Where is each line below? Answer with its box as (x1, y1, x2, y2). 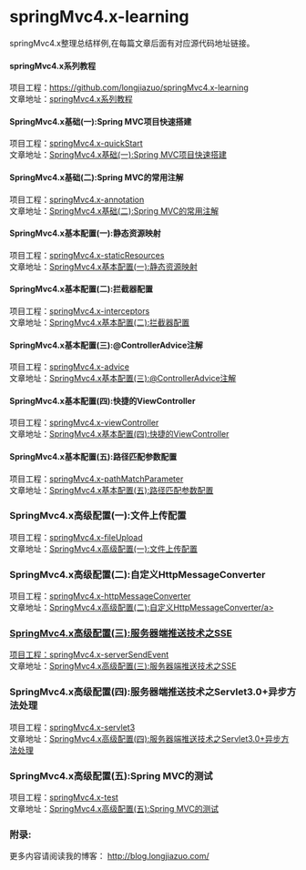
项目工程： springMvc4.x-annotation (9, 194, 145, 205)
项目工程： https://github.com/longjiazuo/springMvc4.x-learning (9, 82, 249, 93)
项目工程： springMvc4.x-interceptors (9, 305, 150, 316)
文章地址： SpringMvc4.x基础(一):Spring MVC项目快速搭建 (9, 149, 228, 160)
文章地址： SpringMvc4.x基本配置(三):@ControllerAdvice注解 (9, 373, 237, 384)
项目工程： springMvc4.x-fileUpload (9, 531, 143, 542)
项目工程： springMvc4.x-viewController (9, 417, 159, 429)
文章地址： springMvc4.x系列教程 (9, 94, 134, 105)
